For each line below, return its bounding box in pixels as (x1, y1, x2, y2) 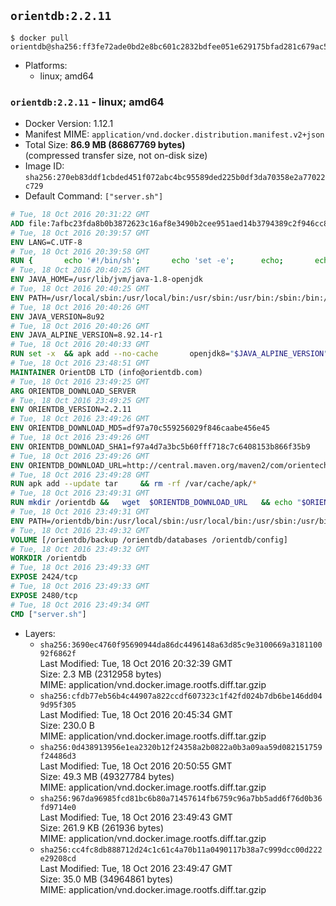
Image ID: (24, 160, 65, 172)
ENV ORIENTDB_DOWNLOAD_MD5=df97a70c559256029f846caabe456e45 (10, 423, 271, 434)
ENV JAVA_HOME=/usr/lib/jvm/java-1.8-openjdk (10, 275, 203, 285)
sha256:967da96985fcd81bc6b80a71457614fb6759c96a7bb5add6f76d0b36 (39, 793, 323, 804)
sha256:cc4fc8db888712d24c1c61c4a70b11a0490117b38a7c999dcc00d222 (39, 845, 323, 855)
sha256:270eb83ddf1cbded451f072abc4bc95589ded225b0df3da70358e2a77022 (24, 173, 326, 183)
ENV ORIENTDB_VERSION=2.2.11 (10, 405, 132, 415)
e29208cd (39, 853, 77, 864)
